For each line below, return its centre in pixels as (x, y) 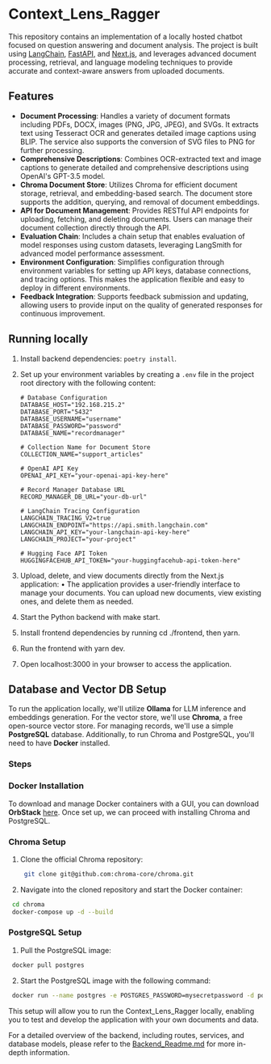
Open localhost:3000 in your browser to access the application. (126, 663)
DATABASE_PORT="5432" (56, 412)
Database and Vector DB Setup (88, 689)
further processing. (52, 150)
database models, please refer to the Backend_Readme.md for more (122, 1044)
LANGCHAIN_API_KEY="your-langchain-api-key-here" (105, 532)
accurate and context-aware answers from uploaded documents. (117, 70)
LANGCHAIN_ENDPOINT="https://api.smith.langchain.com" (114, 525)
